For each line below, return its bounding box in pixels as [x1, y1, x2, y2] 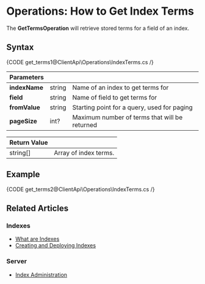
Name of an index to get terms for [72, 83, 169, 92]
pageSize [9, 117, 38, 125]
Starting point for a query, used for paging [72, 103, 193, 111]
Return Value [9, 138, 48, 147]
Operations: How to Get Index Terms [6, 4, 194, 18]
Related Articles [6, 203, 69, 213]
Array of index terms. [54, 148, 115, 157]
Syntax [6, 42, 34, 53]
